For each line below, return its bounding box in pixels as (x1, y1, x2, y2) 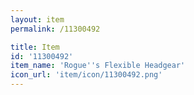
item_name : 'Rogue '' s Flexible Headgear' (10, 61, 186, 71)
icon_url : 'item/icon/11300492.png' (10, 70, 163, 80)
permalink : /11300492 (10, 24, 101, 34)
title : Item (10, 42, 60, 52)
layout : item (10, 14, 65, 25)
